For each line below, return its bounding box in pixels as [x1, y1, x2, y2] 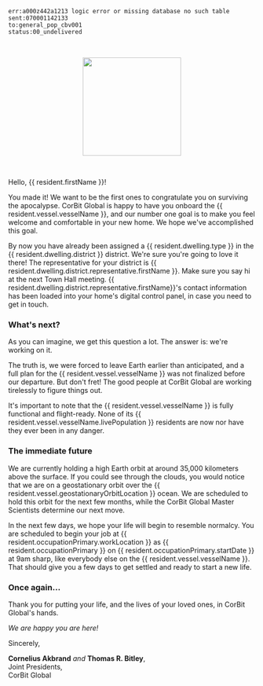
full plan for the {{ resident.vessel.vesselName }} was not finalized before [8, 369, 246, 379]
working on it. [8, 346, 53, 355]
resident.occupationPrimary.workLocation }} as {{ [8, 537, 169, 546]
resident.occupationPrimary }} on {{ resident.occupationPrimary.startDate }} [8, 545, 255, 555]
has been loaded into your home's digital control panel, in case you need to [8, 292, 252, 300]
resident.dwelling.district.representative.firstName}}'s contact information [8, 283, 247, 292]
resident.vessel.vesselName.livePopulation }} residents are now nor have [8, 417, 245, 427]
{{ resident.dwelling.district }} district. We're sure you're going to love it [8, 250, 239, 259]
